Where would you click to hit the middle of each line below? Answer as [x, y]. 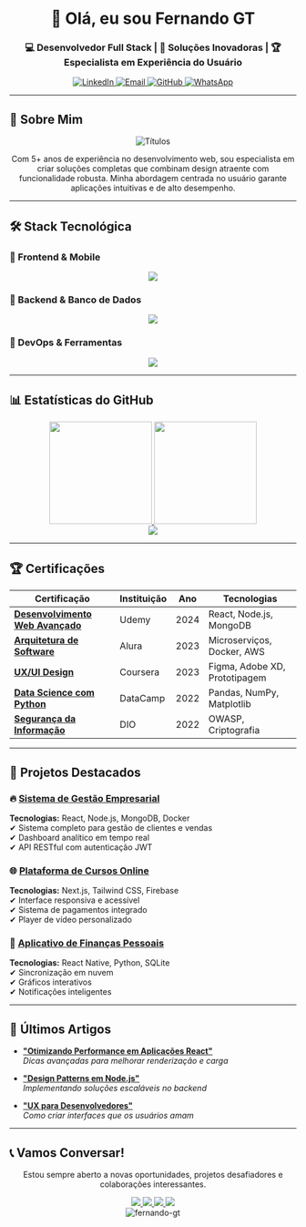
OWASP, [226, 719]
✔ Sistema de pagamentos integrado [78, 910]
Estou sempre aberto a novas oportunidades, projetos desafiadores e [153, 1175]
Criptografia [234, 731]
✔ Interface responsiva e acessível [75, 900]
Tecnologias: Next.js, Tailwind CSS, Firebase [94, 891]
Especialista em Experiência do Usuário [153, 63]
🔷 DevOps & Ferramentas [66, 343]
